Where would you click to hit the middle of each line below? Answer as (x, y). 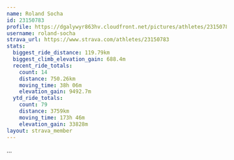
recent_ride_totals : (43, 66)
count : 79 (34, 105)
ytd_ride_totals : (38, 99)
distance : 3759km (44, 111)
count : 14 (34, 72)
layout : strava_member (39, 131)
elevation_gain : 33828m (54, 124)
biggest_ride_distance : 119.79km (61, 53)
